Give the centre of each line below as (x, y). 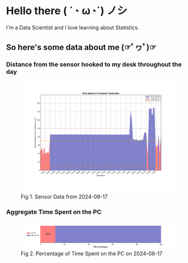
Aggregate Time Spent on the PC (54, 212)
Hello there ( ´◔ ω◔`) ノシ (67, 11)
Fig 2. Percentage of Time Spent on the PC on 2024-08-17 (92, 253)
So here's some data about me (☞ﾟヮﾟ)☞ (81, 47)
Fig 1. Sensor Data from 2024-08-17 (64, 197)
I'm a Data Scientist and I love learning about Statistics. (73, 27)
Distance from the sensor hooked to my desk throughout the (94, 65)
